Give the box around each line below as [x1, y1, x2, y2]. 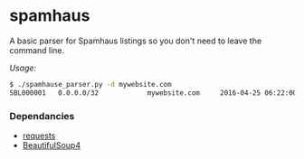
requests [22, 130, 56, 141]
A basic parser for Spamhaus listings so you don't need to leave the [9, 35, 262, 46]
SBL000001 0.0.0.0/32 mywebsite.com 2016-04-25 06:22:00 [9, 88, 298, 98]
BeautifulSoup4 [22, 139, 81, 150]
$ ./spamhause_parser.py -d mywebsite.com [9, 79, 172, 89]
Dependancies [9, 109, 75, 122]
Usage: [9, 62, 37, 73]
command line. [9, 44, 65, 55]
